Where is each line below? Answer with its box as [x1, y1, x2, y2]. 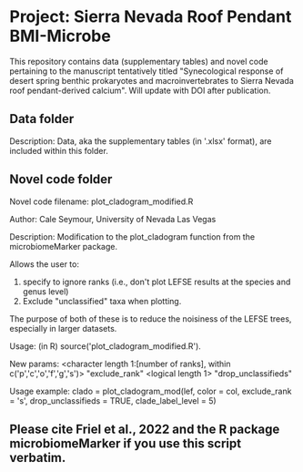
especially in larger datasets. [9, 323, 117, 333]
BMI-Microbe [9, 26, 111, 46]
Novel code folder [9, 171, 113, 188]
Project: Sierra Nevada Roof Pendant [9, 6, 292, 27]
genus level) [22, 285, 69, 297]
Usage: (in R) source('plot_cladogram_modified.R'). [9, 340, 202, 352]
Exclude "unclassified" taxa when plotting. [22, 295, 182, 306]
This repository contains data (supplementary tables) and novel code [9, 56, 268, 67]
